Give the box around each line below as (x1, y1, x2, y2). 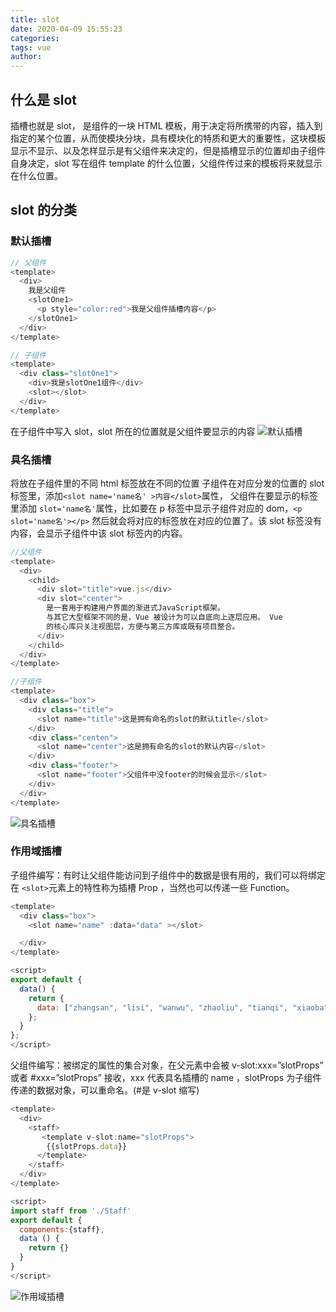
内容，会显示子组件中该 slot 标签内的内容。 (10, 527, 188, 539)
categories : (10, 33, 60, 43)
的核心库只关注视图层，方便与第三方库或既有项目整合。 (46, 621, 240, 631)
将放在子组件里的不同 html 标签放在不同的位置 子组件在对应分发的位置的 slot (10, 477, 325, 489)
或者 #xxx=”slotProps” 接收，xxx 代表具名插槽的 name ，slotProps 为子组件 (10, 1072, 322, 1084)
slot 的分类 (10, 202, 77, 219)
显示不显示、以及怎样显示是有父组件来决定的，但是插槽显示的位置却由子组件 (10, 144, 326, 156)
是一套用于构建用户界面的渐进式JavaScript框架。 (46, 603, 225, 613)
